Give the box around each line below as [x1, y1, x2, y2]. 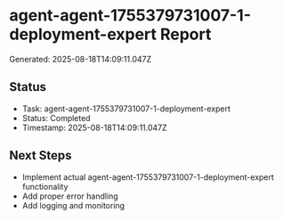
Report [159, 24, 212, 45]
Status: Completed [21, 112, 91, 123]
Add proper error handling [21, 191, 118, 201]
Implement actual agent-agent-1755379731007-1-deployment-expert [21, 171, 274, 183]
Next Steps [9, 148, 72, 163]
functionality [21, 181, 69, 191]
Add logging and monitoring [21, 200, 125, 210]
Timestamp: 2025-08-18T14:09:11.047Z [21, 122, 167, 133]
